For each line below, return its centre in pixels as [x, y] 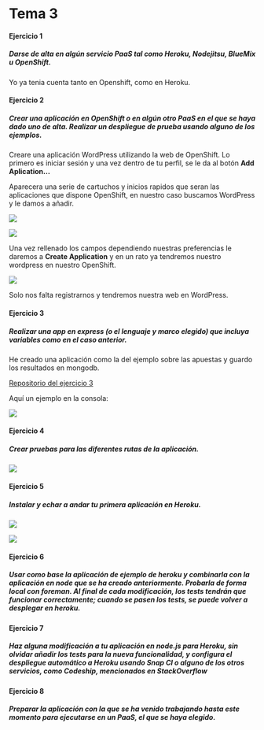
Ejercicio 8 [27, 691]
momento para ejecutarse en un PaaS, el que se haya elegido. [112, 717]
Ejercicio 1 [26, 35]
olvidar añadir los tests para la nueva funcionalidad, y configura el [121, 654]
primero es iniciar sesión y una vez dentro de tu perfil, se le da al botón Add [132, 163]
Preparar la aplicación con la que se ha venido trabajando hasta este [125, 709]
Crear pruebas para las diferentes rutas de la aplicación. [104, 449]
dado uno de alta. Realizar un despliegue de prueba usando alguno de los [132, 126]
